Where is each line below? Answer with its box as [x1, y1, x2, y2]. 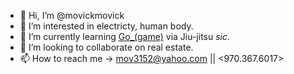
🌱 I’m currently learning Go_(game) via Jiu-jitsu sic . [19, 31, 231, 42]
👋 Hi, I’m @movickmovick [19, 10, 125, 21]
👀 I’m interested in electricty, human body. [19, 20, 194, 32]
